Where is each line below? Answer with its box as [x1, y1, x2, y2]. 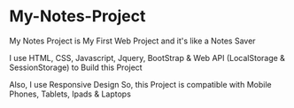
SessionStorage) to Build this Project [9, 62, 143, 73]
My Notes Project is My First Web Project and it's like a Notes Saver [9, 35, 256, 46]
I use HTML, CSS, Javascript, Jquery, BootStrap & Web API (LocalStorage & [9, 52, 286, 63]
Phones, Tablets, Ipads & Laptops [9, 89, 131, 99]
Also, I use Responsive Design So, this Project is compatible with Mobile [9, 79, 272, 89]
